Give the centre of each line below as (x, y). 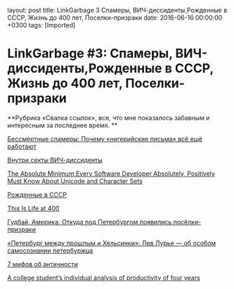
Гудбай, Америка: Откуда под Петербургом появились (90, 221)
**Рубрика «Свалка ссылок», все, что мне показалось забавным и (109, 117)
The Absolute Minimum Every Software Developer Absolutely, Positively (111, 173)
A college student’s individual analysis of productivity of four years (104, 278)
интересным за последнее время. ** (63, 125)
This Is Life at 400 (33, 208)
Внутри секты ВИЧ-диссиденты (55, 160)
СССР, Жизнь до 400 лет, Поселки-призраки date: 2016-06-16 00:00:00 (115, 18)
